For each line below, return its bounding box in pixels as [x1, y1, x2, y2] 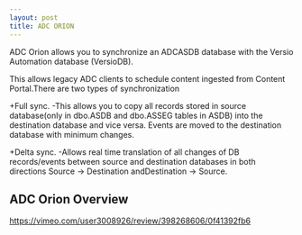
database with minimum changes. [9, 129, 135, 140]
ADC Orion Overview [9, 191, 129, 207]
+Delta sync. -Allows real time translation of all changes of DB [9, 146, 240, 158]
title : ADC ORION [9, 22, 75, 31]
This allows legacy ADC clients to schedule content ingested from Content [9, 73, 286, 84]
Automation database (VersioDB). [9, 56, 133, 67]
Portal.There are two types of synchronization [9, 83, 180, 94]
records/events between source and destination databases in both [9, 156, 257, 167]
